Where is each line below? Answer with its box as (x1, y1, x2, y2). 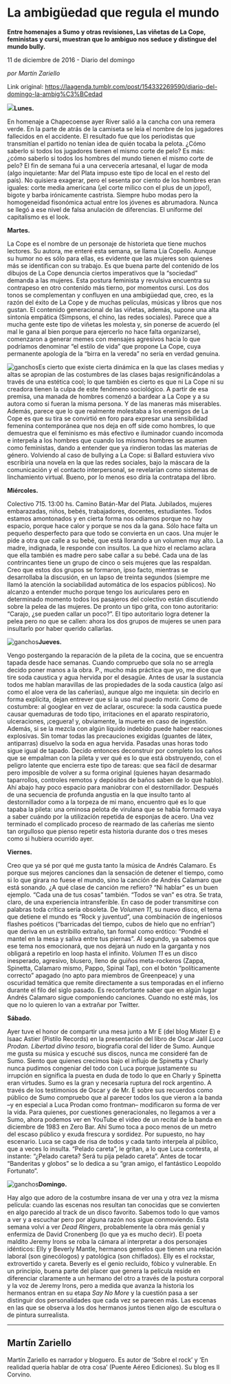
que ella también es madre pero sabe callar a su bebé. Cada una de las (7, 551, 208, 559)
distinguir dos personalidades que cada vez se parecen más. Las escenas (7, 1296, 217, 1304)
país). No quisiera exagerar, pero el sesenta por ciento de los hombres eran (7, 176, 221, 184)
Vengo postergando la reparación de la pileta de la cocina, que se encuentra (7, 651, 223, 659)
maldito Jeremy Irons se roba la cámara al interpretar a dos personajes (7, 1237, 208, 1245)
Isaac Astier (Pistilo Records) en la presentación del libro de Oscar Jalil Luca (7, 1034, 223, 1043)
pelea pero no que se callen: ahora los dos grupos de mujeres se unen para (7, 616, 221, 625)
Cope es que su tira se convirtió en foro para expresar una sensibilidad (7, 414, 208, 422)
